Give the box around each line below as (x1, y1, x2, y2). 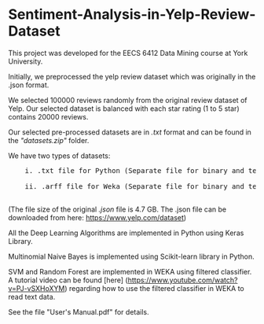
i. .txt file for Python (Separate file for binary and (24, 166, 245, 175)
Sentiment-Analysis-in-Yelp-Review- (8, 6, 256, 24)
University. (8, 57, 43, 66)
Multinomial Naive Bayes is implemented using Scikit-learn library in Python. (8, 252, 255, 261)
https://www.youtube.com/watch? (127, 275, 238, 285)
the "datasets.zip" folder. (8, 135, 90, 145)
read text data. (8, 292, 56, 301)
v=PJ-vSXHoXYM (8, 283, 65, 293)
